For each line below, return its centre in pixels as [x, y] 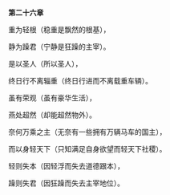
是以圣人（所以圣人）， [45, 64]
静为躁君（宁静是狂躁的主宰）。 [59, 47]
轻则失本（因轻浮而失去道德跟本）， [66, 166]
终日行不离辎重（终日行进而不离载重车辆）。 [80, 81]
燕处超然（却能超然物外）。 [52, 115]
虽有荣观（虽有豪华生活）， [52, 98]
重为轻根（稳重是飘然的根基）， [59, 30]
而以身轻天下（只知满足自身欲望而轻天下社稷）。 [87, 149]
